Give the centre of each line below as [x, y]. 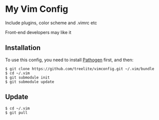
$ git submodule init [28, 78]
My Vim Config [37, 9]
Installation [23, 48]
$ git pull [16, 113]
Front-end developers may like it [38, 32]
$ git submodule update [30, 82]
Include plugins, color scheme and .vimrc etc [51, 23]
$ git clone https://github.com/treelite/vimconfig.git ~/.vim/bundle [80, 69]
